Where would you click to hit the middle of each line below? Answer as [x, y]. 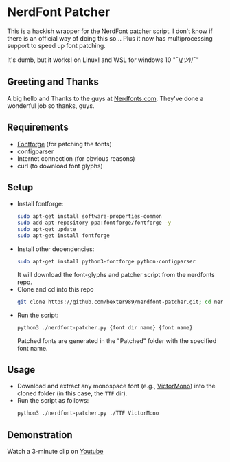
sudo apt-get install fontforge [63, 236]
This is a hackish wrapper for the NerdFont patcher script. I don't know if [110, 31]
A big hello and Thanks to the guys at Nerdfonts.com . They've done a [105, 98]
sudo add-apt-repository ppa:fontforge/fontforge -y [94, 223]
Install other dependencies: [56, 249]
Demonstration [40, 435]
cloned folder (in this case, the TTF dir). [72, 393]
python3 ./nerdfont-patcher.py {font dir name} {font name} [105, 327]
